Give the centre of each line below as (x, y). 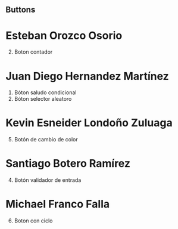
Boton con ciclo (33, 221)
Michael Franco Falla (58, 204)
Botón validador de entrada (48, 180)
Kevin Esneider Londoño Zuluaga (89, 123)
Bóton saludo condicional (45, 92)
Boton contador (33, 52)
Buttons (21, 10)
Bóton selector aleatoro (43, 99)
